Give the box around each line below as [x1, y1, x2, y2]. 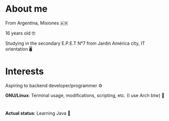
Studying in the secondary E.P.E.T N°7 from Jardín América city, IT [5, 40, 145, 46]
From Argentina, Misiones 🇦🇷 [5, 20, 69, 26]
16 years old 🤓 [5, 30, 36, 36]
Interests [5, 66, 44, 77]
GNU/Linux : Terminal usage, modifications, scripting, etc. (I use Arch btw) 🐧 [5, 92, 165, 98]
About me [5, 3, 48, 15]
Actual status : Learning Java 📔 [5, 110, 71, 116]
